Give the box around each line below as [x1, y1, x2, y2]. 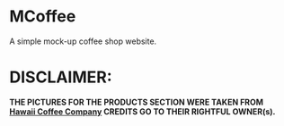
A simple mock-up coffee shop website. [9, 36, 157, 46]
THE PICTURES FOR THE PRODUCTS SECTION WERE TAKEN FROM [9, 97, 263, 107]
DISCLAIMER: [9, 67, 112, 88]
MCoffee [9, 6, 76, 27]
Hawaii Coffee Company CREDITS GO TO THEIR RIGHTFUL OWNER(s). [9, 105, 276, 117]
